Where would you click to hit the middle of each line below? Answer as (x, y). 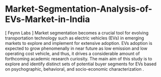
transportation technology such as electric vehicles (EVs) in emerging (75, 38)
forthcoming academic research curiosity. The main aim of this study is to (79, 58)
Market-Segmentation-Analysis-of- (79, 9)
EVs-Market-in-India (48, 19)
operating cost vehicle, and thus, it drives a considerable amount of (72, 53)
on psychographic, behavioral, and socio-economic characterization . (74, 69)
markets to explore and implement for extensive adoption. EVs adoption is (79, 43)
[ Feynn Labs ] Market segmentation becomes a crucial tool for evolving (77, 33)
